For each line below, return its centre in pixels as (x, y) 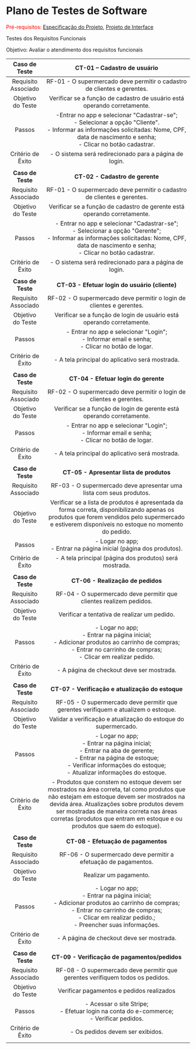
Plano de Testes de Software (77, 11)
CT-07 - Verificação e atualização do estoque (116, 689)
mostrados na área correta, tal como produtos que (116, 789)
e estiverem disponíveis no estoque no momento (117, 524)
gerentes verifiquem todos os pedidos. (117, 978)
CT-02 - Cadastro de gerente (117, 176)
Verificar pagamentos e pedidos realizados (117, 990)
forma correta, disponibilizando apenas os (117, 510)
